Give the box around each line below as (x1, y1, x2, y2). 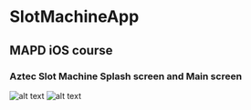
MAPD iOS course (9, 43, 113, 58)
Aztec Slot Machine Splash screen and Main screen (9, 70, 243, 83)
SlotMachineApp (9, 6, 140, 27)
